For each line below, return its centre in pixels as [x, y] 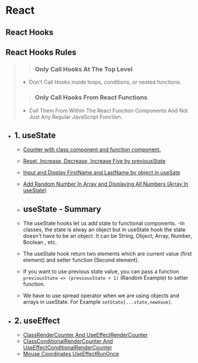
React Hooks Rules [41, 52]
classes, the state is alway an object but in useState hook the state [104, 230]
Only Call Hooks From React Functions [91, 97]
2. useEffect [37, 321]
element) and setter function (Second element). [81, 260]
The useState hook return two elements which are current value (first [107, 254]
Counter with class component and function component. [92, 149]
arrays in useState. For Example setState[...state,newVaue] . [98, 302]
